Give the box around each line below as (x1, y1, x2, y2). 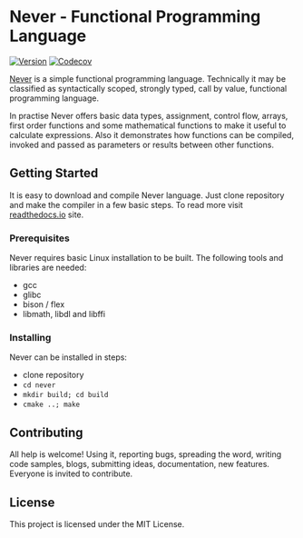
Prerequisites (9, 232, 70, 244)
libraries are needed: (9, 262, 87, 274)
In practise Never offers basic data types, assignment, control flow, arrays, (9, 110, 288, 121)
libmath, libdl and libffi (22, 309, 106, 320)
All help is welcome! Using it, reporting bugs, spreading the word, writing (9, 449, 282, 460)
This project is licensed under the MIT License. (9, 518, 185, 529)
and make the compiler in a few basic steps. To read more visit (9, 199, 243, 210)
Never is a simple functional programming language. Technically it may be (9, 73, 287, 84)
